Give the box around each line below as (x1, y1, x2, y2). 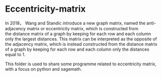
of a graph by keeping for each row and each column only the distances (5, 46, 149, 52)
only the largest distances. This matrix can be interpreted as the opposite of (5, 36, 157, 42)
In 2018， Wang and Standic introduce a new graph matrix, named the (5, 20, 146, 26)
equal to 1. (5, 51, 26, 57)
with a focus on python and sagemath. (5, 66, 82, 72)
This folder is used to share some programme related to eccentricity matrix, (5, 61, 157, 67)
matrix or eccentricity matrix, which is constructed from (26, 25, 139, 31)
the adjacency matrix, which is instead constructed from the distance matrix (5, 41, 158, 47)
